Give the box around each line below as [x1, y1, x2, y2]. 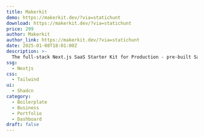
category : [6, 93, 32, 99]
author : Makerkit [6, 32, 50, 38]
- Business [12, 104, 39, 111]
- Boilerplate [12, 99, 47, 105]
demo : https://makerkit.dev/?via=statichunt [6, 15, 121, 21]
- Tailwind [12, 76, 39, 82]
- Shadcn [12, 88, 34, 94]
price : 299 [6, 25, 34, 32]
